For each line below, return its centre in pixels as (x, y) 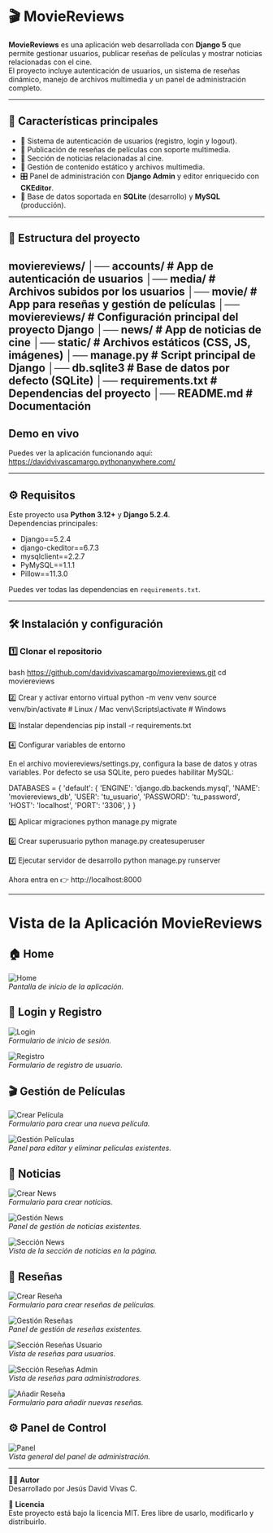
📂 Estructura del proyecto (74, 238)
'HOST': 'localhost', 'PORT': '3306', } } (72, 805)
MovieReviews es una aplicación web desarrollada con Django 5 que (125, 44)
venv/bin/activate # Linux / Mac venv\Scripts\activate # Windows (117, 709)
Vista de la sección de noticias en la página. (83, 1251)
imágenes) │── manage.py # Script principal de (132, 355)
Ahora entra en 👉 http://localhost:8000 (75, 879)
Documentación (50, 406)
